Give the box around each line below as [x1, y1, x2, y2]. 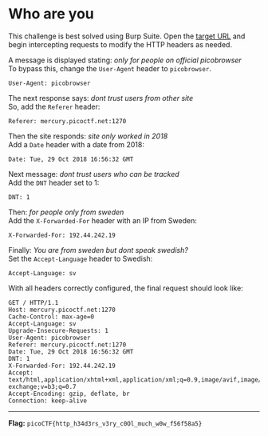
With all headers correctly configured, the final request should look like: [8, 283, 243, 293]
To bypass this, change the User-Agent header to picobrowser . [8, 63, 211, 73]
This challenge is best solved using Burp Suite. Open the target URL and [8, 31, 246, 41]
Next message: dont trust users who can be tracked [8, 169, 179, 178]
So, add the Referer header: [8, 102, 100, 111]
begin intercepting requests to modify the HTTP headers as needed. [8, 39, 233, 49]
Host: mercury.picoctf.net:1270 [8, 306, 116, 314]
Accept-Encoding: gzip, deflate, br [8, 390, 130, 398]
